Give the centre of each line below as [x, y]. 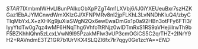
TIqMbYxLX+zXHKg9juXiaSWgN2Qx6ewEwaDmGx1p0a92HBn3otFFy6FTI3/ [99, 21]
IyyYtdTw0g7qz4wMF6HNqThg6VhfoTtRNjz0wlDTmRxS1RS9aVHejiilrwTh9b [99, 27]
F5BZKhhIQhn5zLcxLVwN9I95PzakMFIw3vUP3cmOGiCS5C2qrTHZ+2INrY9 [99, 34]
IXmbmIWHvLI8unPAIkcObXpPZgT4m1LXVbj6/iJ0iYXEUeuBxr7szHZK [108, 9]
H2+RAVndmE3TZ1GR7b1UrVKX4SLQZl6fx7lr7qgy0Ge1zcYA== [82, 40]
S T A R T [15, 9]
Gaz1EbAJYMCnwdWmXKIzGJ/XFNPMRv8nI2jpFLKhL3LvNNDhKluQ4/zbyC [98, 15]
